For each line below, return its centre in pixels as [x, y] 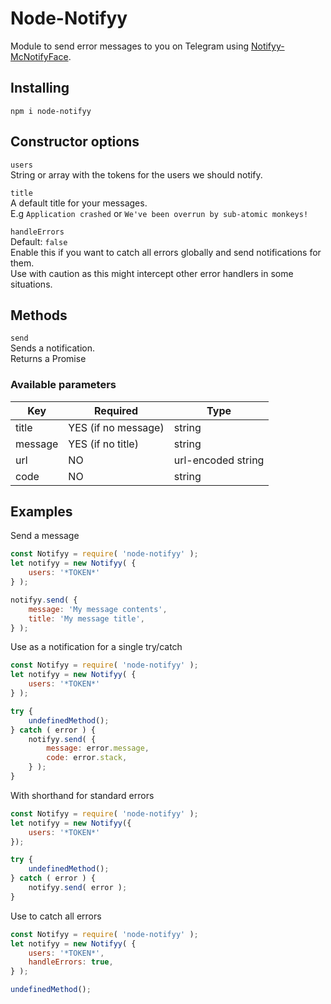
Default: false [39, 241]
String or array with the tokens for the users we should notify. [136, 174]
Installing [40, 88]
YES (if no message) [116, 427]
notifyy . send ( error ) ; [78, 888]
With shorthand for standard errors [82, 795]
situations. [31, 284]
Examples [41, 512]
